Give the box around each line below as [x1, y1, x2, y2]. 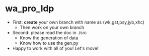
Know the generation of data [19, 35, 78, 41]
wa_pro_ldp [5, 3, 54, 14]
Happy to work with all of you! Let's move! [12, 45, 99, 51]
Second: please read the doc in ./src [12, 29, 87, 35]
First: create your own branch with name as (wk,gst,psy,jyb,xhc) [12, 19, 145, 25]
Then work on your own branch [19, 24, 84, 30]
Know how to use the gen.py [19, 40, 78, 46]
